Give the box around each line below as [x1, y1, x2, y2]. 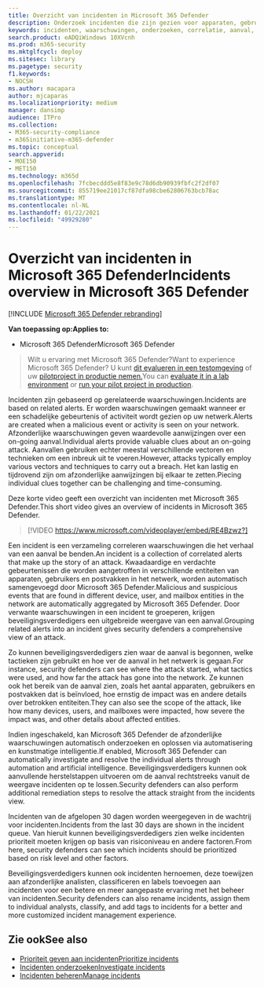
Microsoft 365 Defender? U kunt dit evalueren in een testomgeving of [27, 363, 253, 373]
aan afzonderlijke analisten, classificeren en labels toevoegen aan [8, 877, 222, 887]
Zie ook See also [8, 933, 88, 946]
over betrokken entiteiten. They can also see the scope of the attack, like [8, 698, 242, 708]
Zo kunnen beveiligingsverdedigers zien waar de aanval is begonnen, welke [8, 648, 254, 657]
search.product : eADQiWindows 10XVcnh [8, 33, 135, 42]
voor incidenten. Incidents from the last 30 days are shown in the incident [8, 820, 245, 829]
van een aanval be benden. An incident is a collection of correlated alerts [8, 549, 243, 558]
